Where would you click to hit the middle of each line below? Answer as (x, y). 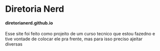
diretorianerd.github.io (29, 23)
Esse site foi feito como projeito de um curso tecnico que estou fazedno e (80, 34)
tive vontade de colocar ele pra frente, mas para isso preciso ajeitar (74, 39)
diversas (14, 44)
